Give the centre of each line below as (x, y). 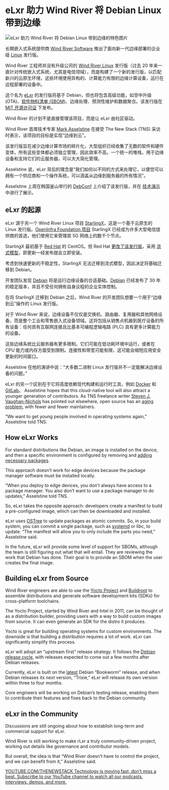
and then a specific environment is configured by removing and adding (79, 455)
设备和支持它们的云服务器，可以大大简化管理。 (54, 159)
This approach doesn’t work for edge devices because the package (75, 470)
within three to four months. (34, 683)
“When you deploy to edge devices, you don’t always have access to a (78, 485)
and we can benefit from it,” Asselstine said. (51, 762)
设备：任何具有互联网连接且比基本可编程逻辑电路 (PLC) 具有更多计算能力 (85, 327)
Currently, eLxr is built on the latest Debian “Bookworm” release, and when (83, 672)
